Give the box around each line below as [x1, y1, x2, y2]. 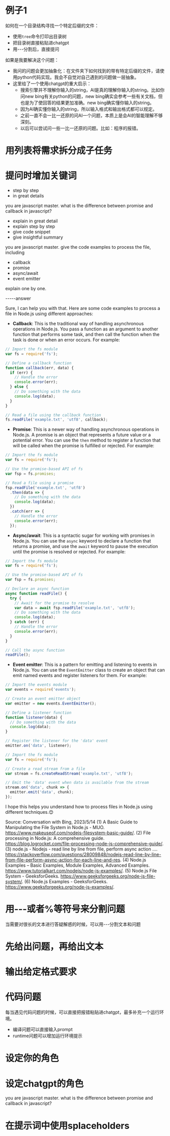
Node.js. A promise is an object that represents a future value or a [12, 432, 151, 438]
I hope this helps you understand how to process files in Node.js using [5, 804, 153, 810]
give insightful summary [12, 234, 64, 240]
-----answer [5, 295, 32, 301]
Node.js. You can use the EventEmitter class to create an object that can [12, 667, 165, 673]
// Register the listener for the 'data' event [5, 738, 108, 743]
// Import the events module [5, 682, 67, 687]
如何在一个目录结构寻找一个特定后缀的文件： [5, 22, 99, 29]
